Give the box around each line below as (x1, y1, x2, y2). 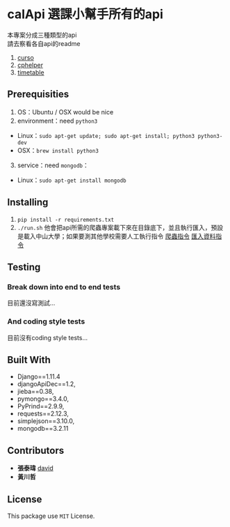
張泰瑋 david (17, 464, 54, 473)
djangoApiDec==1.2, (17, 380, 76, 388)
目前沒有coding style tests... (7, 333, 88, 342)
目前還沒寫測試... (7, 299, 56, 307)
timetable (17, 68, 44, 77)
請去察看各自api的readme (7, 39, 81, 47)
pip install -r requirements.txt (17, 216, 115, 223)
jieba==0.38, (17, 388, 54, 396)
